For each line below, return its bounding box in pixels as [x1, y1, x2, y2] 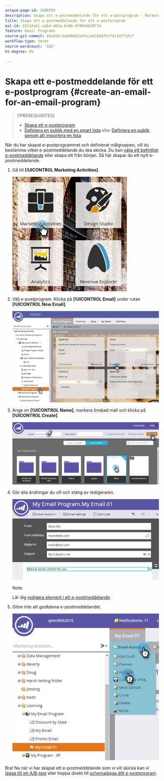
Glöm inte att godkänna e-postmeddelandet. [12, 604, 102, 610]
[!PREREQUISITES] [17, 113, 55, 119]
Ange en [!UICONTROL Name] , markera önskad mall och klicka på [12, 407, 146, 413]
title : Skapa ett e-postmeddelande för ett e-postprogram [5, 18, 125, 23]
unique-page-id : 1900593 [5, 8, 56, 13]
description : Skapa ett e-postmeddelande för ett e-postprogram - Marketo [5, 13, 161, 18]
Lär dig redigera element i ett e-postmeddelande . [12, 594, 111, 600]
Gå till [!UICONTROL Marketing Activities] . [12, 167, 100, 173]
